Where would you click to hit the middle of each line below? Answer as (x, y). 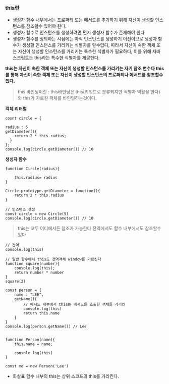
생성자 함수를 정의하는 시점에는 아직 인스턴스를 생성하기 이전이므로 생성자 (85, 39)
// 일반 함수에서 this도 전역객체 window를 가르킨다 (53, 259)
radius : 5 (17, 127)
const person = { (23, 290)
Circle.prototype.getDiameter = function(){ (53, 191)
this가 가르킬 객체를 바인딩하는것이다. (60, 98)
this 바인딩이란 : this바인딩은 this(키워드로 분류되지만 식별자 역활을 (83, 92)
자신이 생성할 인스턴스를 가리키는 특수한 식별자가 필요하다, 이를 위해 (84, 51)
